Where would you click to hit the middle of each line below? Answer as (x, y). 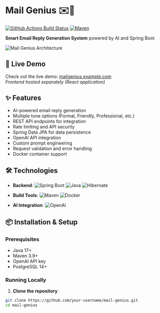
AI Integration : (28, 205)
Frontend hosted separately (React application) (55, 82)
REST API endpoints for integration (49, 121)
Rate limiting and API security (44, 127)
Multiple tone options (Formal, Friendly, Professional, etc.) (74, 116)
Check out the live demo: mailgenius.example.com (58, 76)
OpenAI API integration (37, 137)
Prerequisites (22, 239)
